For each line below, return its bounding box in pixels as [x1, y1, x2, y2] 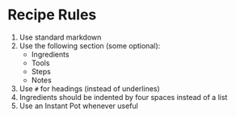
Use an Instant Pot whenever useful [19, 101, 138, 111]
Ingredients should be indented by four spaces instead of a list [19, 92, 228, 102]
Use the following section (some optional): [19, 40, 161, 50]
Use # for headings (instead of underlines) [19, 83, 161, 94]
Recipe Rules [7, 6, 97, 24]
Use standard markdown [19, 32, 102, 42]
